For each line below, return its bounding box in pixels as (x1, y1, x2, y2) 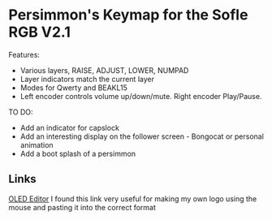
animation (19, 140, 54, 149)
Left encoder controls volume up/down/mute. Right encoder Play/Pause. (19, 91, 262, 101)
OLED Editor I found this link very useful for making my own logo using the (8, 193, 257, 204)
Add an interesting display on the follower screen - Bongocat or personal (19, 132, 264, 141)
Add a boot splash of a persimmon (19, 149, 136, 158)
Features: (8, 50, 41, 59)
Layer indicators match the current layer (19, 74, 154, 84)
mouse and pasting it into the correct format (8, 202, 157, 212)
